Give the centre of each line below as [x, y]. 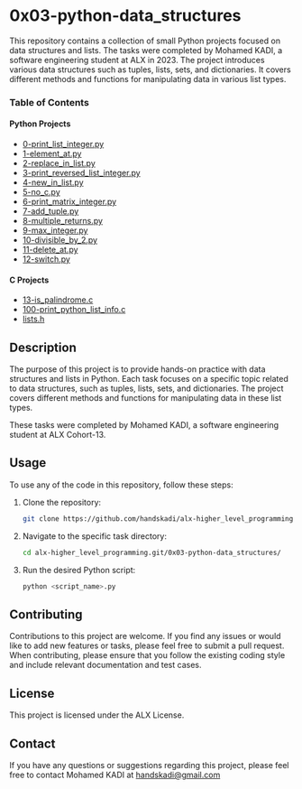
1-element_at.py [52, 153]
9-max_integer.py [55, 230]
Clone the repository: [62, 502]
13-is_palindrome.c [58, 300]
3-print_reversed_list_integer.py [82, 173]
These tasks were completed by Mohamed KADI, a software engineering [144, 425]
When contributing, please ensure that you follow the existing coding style [147, 655]
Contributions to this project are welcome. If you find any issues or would [145, 636]
